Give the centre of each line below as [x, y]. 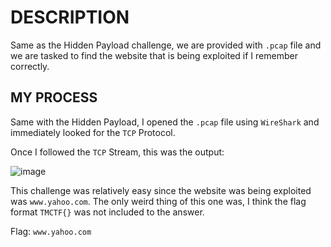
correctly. [30, 66]
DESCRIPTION [70, 17]
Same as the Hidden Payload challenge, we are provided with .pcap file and [166, 45]
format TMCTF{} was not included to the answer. [107, 212]
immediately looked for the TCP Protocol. [93, 132]
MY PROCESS [54, 97]
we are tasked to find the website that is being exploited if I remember [154, 55]
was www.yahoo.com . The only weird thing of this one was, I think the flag [158, 201]
